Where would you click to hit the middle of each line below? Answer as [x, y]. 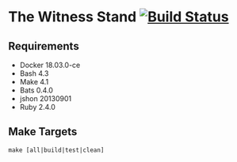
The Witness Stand [73, 17]
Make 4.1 [34, 82]
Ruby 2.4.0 [37, 107]
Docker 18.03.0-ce [50, 65]
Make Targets [43, 132]
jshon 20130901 [46, 98]
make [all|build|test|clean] [56, 150]
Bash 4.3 [34, 73]
